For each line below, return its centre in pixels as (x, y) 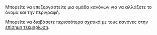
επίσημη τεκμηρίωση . (27, 27)
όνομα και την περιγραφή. (33, 12)
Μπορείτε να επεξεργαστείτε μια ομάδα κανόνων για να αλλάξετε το (78, 7)
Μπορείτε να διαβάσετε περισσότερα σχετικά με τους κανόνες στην (77, 22)
